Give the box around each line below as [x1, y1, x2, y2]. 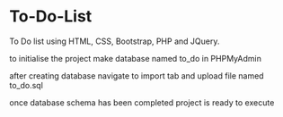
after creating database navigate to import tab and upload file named [9, 70, 264, 81]
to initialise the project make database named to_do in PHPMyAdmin [9, 53, 262, 63]
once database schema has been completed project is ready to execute [9, 96, 275, 108]
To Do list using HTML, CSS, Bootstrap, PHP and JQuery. [9, 36, 220, 46]
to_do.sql [9, 79, 43, 90]
